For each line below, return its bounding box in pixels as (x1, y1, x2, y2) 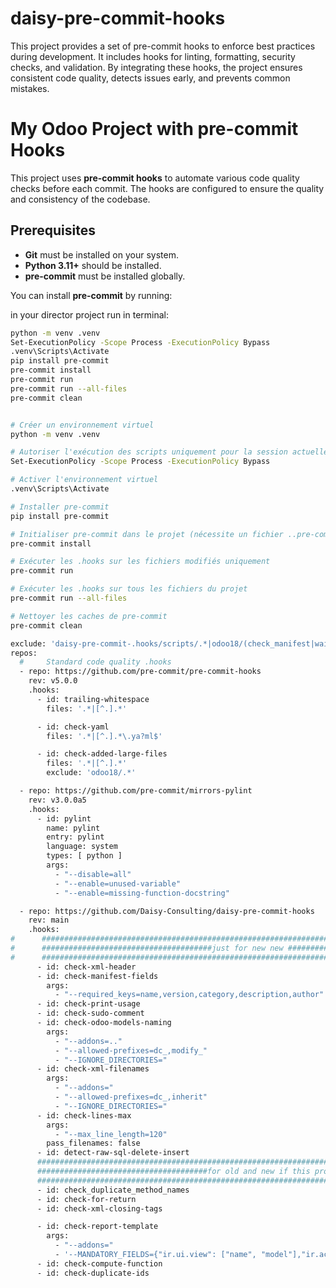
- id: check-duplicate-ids (36, 1268, 150, 1278)
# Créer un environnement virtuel (10, 420, 155, 430)
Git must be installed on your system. (24, 248, 179, 261)
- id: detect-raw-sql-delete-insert (36, 1148, 190, 1158)
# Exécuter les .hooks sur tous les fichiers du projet (10, 584, 248, 594)
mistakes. (10, 82, 50, 94)
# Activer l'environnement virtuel (10, 475, 159, 485)
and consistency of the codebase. (10, 193, 151, 205)
